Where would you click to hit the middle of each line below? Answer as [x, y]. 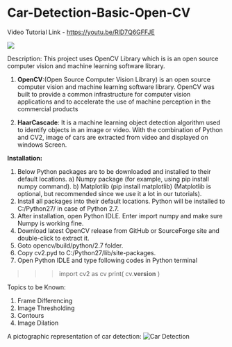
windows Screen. [42, 145]
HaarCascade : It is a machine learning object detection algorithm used [119, 122]
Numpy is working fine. [50, 223]
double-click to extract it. [53, 238]
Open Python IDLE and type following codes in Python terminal [107, 260]
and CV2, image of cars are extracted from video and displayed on [113, 137]
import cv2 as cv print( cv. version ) [109, 273]
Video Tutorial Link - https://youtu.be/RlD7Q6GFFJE [81, 32]
